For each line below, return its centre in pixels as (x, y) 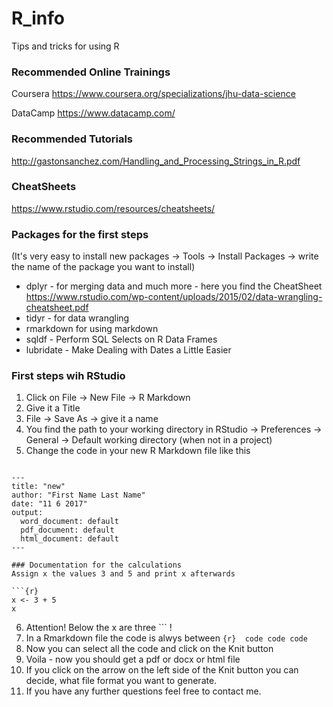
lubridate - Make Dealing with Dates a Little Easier (128, 350)
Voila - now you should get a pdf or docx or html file (133, 659)
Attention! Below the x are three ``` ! (99, 628)
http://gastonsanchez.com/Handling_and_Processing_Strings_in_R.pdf (156, 161)
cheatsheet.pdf (57, 308)
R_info (38, 18)
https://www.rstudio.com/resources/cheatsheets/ (113, 208)
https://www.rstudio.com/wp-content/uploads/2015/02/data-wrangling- (174, 297)
